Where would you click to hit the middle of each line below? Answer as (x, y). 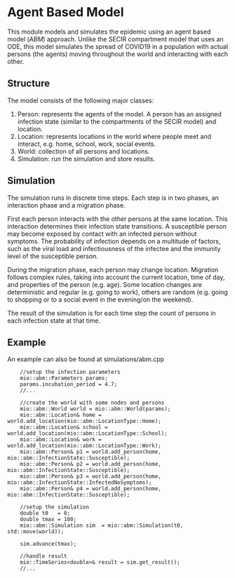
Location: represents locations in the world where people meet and (114, 136)
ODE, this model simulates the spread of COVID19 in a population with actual (118, 46)
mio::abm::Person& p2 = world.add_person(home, (90, 464)
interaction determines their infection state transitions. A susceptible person (117, 226)
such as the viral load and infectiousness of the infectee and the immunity (114, 248)
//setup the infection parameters (70, 372)
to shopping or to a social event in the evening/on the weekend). (100, 300)
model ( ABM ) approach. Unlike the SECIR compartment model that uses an (116, 39)
